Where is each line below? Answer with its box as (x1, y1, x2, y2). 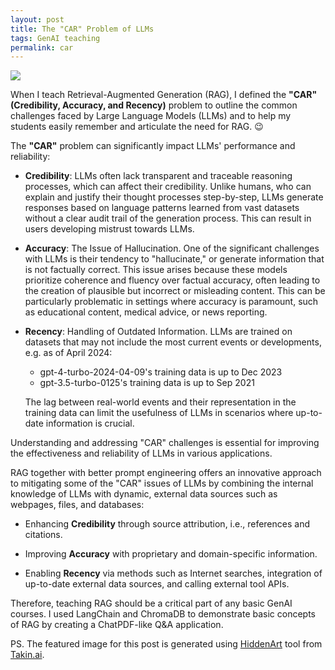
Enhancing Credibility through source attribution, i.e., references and (24, 518, 310, 530)
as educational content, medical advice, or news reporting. (24, 306, 268, 318)
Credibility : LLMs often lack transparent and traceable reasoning (24, 170, 293, 182)
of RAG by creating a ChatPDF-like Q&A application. (10, 619, 224, 631)
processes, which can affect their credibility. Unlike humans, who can (24, 181, 312, 193)
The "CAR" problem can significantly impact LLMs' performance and (10, 140, 296, 152)
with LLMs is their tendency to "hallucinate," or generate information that (24, 253, 325, 265)
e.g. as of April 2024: (24, 347, 113, 359)
